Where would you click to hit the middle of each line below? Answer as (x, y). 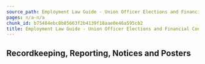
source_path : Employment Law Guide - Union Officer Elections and (92, 12)
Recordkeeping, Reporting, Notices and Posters (99, 53)
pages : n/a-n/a (26, 18)
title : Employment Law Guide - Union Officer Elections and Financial (98, 29)
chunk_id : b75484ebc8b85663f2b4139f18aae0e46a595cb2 (75, 23)
